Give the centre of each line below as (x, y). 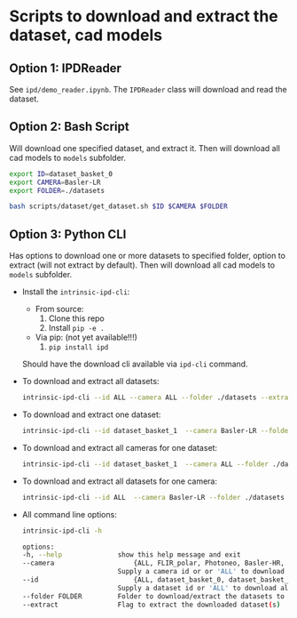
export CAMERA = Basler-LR (55, 182)
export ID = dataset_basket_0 (61, 174)
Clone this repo (76, 318)
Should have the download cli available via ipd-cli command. (135, 364)
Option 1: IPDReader (66, 68)
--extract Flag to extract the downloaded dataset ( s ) (151, 605)
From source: (59, 309)
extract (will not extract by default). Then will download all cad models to (142, 265)
